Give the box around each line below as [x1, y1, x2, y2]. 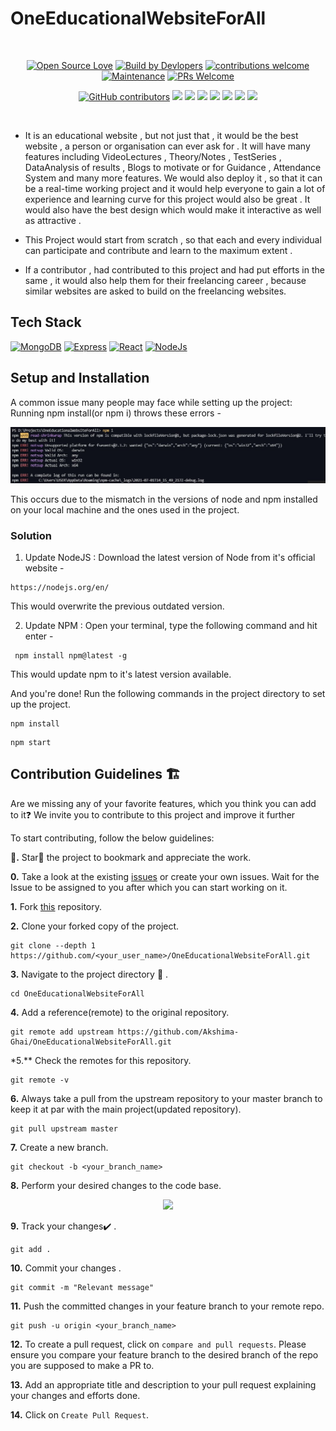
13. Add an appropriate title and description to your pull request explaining [10, 1378, 317, 1391]
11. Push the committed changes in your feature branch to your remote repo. [10, 1300, 325, 1312]
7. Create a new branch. [10, 1141, 109, 1153]
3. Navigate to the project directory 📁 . [10, 968, 169, 980]
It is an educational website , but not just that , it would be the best [24, 129, 299, 141]
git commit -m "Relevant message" [10, 1282, 155, 1292]
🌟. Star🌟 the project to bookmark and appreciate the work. [10, 851, 252, 863]
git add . [10, 1244, 52, 1254]
